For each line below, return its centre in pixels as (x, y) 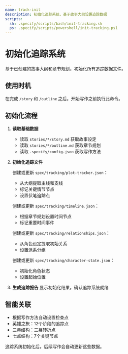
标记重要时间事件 (37, 222)
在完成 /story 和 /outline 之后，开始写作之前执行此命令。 (64, 98)
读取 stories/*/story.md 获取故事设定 (58, 139)
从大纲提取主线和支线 (41, 183)
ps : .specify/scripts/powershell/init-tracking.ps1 (64, 28)
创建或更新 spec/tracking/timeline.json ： (56, 206)
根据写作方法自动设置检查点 (40, 317)
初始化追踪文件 (27, 162)
